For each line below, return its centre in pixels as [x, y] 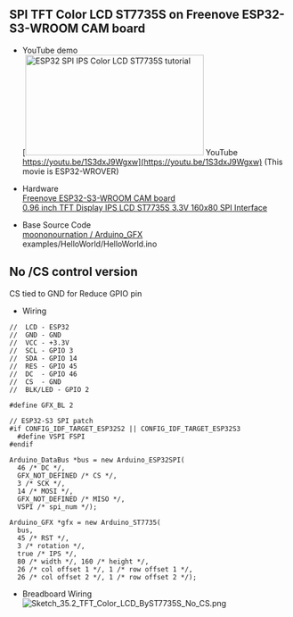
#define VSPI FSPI [52, 437]
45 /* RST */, [43, 538]
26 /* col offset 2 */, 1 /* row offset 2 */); [107, 577]
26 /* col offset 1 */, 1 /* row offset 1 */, [105, 569]
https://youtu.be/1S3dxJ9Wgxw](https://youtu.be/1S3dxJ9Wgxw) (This [152, 162]
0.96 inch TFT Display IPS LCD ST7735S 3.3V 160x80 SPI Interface [145, 207]
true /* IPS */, [47, 554]
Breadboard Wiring [57, 594]
